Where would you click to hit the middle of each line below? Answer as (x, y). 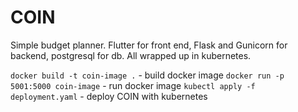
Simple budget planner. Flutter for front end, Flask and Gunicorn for (149, 45)
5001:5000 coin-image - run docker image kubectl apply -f (133, 85)
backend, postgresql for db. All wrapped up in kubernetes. (131, 55)
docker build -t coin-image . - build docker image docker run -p (147, 75)
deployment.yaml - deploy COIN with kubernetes (109, 96)
